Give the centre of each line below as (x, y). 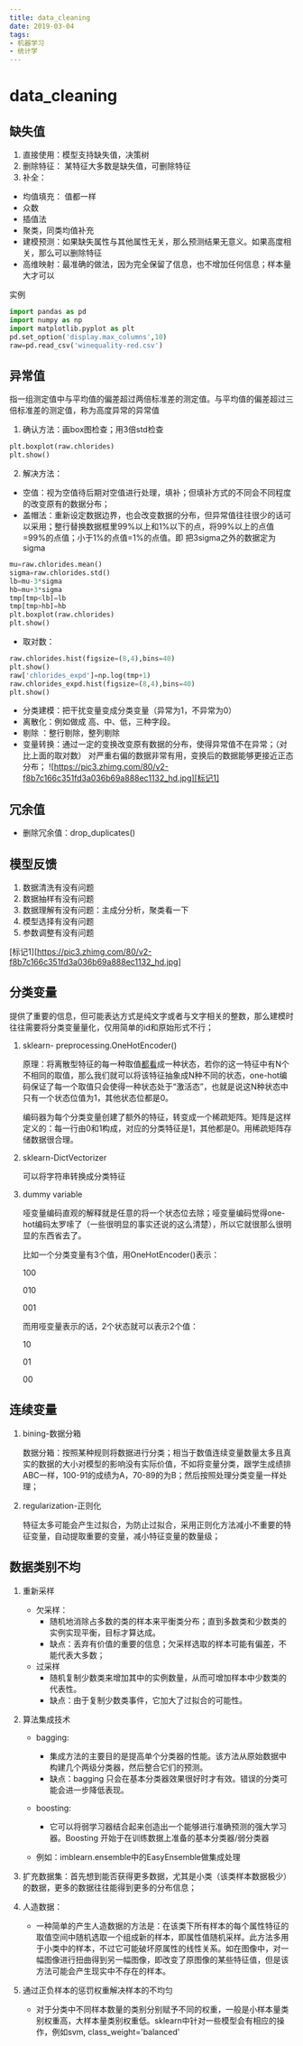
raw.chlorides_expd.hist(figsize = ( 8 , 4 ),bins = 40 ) (102, 684)
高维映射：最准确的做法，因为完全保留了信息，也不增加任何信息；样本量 (156, 264)
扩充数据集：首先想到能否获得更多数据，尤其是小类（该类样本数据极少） (156, 1876)
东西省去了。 (62, 1235)
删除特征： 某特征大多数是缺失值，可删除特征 (106, 166)
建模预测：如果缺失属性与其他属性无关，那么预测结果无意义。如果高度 (153, 242)
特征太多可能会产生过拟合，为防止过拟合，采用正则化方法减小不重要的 (153, 1524)
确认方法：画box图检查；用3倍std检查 (93, 430)
